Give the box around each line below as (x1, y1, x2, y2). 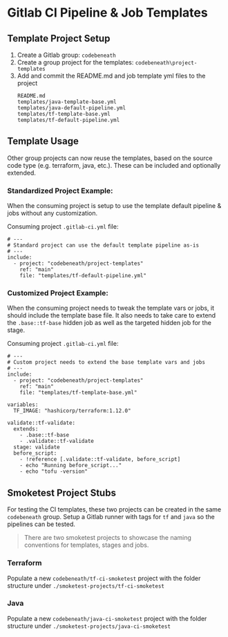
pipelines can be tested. (7, 520, 76, 528)
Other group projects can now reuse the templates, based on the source (7, 154, 213, 162)
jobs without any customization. (7, 209, 98, 218)
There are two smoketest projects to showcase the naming (23, 534, 192, 542)
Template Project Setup (7, 33, 111, 44)
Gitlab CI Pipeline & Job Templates (7, 5, 209, 21)
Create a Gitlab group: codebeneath (17, 51, 116, 59)
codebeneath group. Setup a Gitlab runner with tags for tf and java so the (7, 513, 216, 521)
